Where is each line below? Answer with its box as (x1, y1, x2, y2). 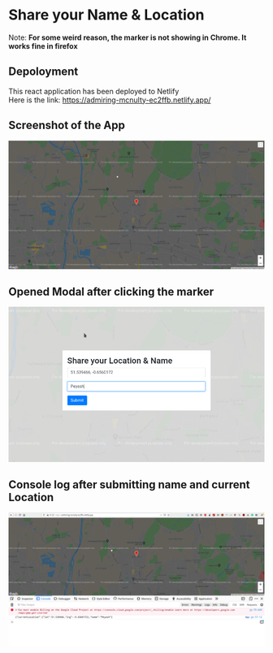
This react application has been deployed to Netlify (8, 86, 180, 96)
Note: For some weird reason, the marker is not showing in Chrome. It (8, 32, 247, 42)
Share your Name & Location (8, 6, 205, 24)
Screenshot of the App (8, 119, 126, 132)
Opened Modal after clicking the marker (8, 284, 214, 298)
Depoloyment (8, 65, 79, 79)
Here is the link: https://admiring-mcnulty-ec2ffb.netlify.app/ (8, 95, 211, 105)
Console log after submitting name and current (8, 478, 250, 491)
